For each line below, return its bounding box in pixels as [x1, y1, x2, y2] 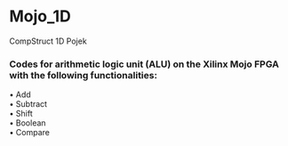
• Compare [9, 127, 51, 138]
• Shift [9, 109, 33, 119]
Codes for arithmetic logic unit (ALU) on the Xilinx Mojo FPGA [9, 58, 280, 70]
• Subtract [9, 99, 47, 109]
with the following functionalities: [9, 69, 158, 81]
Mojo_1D [9, 6, 71, 27]
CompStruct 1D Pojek [9, 36, 87, 46]
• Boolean [9, 118, 46, 128]
